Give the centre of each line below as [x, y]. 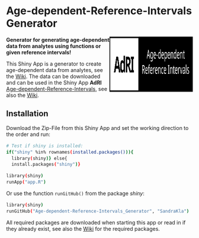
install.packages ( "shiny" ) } [46, 164]
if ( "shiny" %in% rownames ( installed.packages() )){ [70, 152]
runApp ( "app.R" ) [26, 182]
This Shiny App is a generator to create [54, 64]
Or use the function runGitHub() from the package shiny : [76, 193]
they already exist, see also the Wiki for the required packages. [83, 229]
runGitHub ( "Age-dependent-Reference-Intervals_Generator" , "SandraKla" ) [98, 211]
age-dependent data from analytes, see [55, 70]
